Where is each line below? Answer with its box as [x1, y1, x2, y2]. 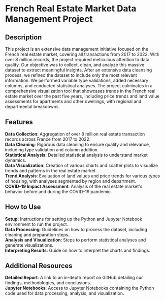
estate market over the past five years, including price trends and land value [5, 93, 160, 99]
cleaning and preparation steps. [5, 232, 70, 237]
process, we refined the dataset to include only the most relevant [5, 72, 137, 78]
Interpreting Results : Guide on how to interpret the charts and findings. [5, 247, 150, 253]
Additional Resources [5, 262, 72, 270]
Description [5, 33, 42, 41]
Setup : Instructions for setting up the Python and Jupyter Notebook [5, 216, 142, 222]
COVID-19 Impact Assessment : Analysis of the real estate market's [5, 183, 143, 189]
